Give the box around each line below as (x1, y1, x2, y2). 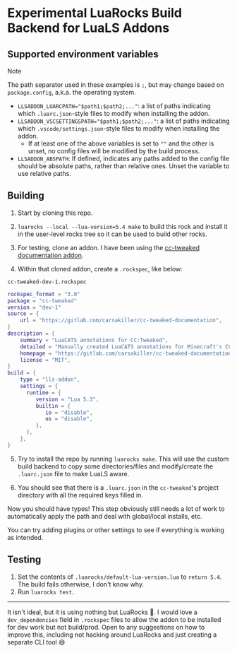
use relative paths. (17, 170, 72, 177)
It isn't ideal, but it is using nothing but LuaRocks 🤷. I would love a (7, 608, 197, 616)
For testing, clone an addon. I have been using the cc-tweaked (17, 243, 200, 252)
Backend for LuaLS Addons (7, 20, 170, 36)
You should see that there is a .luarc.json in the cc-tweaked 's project (17, 483, 219, 492)
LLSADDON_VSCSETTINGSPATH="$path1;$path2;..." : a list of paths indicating (17, 117, 230, 125)
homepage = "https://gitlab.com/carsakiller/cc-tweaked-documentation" (20, 350, 235, 357)
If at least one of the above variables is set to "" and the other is (28, 139, 214, 148)
